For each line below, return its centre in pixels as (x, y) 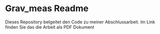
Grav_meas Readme (47, 8)
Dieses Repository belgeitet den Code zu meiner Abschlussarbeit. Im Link (80, 22)
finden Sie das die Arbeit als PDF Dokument (50, 27)
